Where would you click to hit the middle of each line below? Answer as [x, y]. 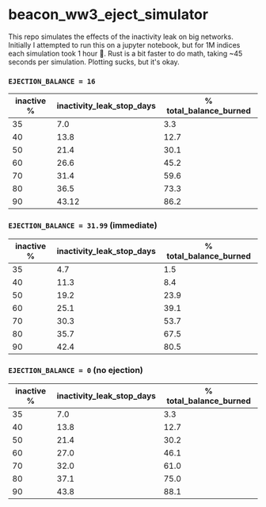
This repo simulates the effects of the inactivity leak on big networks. [121, 36]
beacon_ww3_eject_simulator [108, 15]
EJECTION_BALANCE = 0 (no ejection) [76, 371]
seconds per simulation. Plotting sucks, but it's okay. [94, 62]
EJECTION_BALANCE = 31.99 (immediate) [83, 225]
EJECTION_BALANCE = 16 [52, 81]
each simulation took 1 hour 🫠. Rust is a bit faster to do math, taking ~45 [125, 53]
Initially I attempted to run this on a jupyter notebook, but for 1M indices [124, 44]
